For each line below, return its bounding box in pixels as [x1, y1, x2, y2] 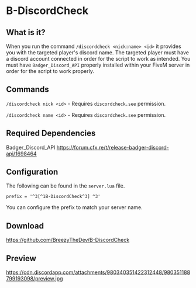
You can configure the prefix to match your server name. [6, 204, 143, 211]
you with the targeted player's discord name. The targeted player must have [6, 49, 189, 56]
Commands [6, 85, 50, 95]
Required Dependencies [6, 129, 96, 138]
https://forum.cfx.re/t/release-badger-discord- [56, 144, 169, 151]
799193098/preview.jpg [6, 275, 63, 282]
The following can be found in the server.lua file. [6, 182, 125, 189]
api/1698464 [6, 150, 37, 157]
